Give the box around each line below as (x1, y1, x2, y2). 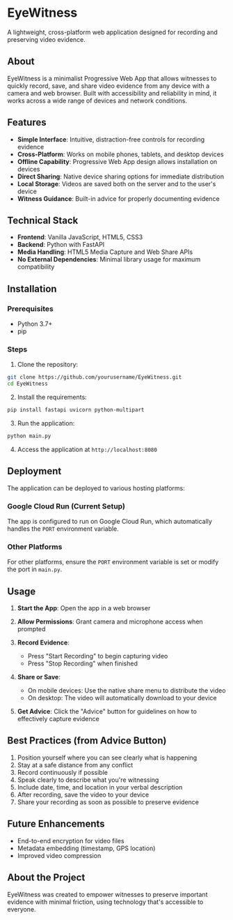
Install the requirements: (17, 393, 87, 402)
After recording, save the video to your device (17, 790, 150, 799)
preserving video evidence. (7, 35, 86, 43)
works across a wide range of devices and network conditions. (7, 96, 188, 105)
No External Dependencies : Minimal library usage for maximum (17, 255, 201, 264)
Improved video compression (17, 851, 102, 859)
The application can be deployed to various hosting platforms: (7, 483, 186, 492)
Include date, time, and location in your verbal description (17, 783, 183, 791)
